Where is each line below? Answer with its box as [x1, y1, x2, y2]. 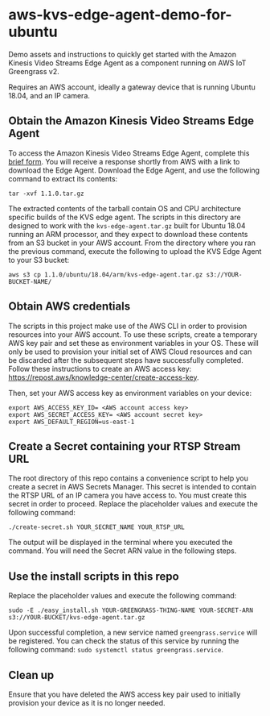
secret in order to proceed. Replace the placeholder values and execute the [8, 499, 259, 509]
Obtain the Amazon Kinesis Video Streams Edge [8, 114, 255, 128]
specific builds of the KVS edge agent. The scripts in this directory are [8, 212, 241, 222]
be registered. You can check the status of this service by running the [8, 636, 239, 646]
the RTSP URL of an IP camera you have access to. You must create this [8, 490, 247, 501]
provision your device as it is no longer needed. [8, 698, 166, 707]
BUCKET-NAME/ [8, 277, 52, 285]
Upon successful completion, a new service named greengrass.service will [8, 627, 258, 638]
